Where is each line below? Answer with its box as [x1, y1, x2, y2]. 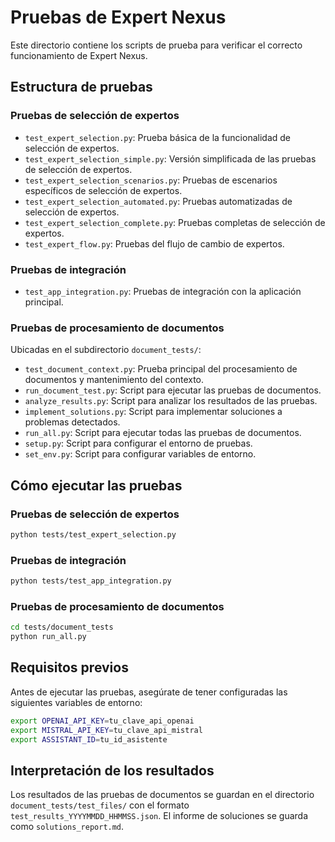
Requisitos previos [10, 659, 129, 676]
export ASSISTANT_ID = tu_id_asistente [10, 734, 168, 745]
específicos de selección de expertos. [24, 184, 183, 196]
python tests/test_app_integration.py [10, 576, 172, 586]
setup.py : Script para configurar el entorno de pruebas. [24, 437, 253, 450]
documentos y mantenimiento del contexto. [24, 374, 205, 386]
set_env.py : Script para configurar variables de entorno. [24, 448, 257, 460]
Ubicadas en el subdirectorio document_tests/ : [10, 344, 202, 356]
